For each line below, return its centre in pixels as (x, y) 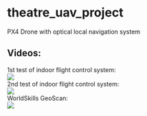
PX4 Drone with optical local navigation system (74, 32)
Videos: (24, 53)
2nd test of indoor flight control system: (63, 84)
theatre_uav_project (65, 13)
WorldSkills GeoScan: (38, 98)
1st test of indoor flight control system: (61, 69)
